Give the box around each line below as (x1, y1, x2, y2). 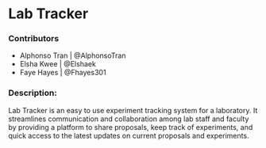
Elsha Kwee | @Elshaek (19, 59, 97, 69)
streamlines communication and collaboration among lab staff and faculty (8, 114, 249, 123)
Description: (8, 88, 57, 99)
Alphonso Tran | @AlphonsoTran (19, 51, 126, 60)
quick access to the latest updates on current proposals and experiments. (8, 131, 249, 140)
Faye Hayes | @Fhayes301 (19, 68, 106, 78)
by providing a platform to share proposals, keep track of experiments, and (8, 122, 253, 131)
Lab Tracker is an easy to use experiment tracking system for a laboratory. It (8, 105, 258, 115)
